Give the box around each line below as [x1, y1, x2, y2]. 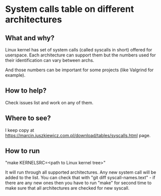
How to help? [5, 87, 47, 95]
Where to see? [5, 114, 51, 122]
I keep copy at [5, 127, 34, 133]
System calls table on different [5, 3, 134, 15]
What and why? [5, 34, 55, 42]
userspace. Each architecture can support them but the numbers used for [5, 52, 156, 58]
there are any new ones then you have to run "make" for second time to [5, 180, 152, 186]
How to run [5, 147, 40, 155]
